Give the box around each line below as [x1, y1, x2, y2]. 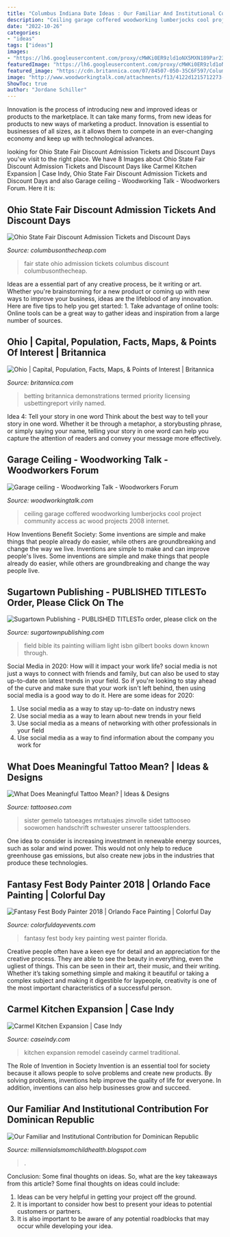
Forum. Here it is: [7, 184, 56, 193]
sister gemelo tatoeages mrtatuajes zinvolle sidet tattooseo [23, 816, 191, 824]
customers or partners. [16, 1207, 82, 1215]
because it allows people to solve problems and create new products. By [7, 1068, 212, 1077]
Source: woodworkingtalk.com [7, 496, 94, 504]
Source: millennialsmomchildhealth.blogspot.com [7, 1145, 147, 1153]
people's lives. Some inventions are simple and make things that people [7, 552, 209, 560]
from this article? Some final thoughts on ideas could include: [7, 1179, 180, 1188]
